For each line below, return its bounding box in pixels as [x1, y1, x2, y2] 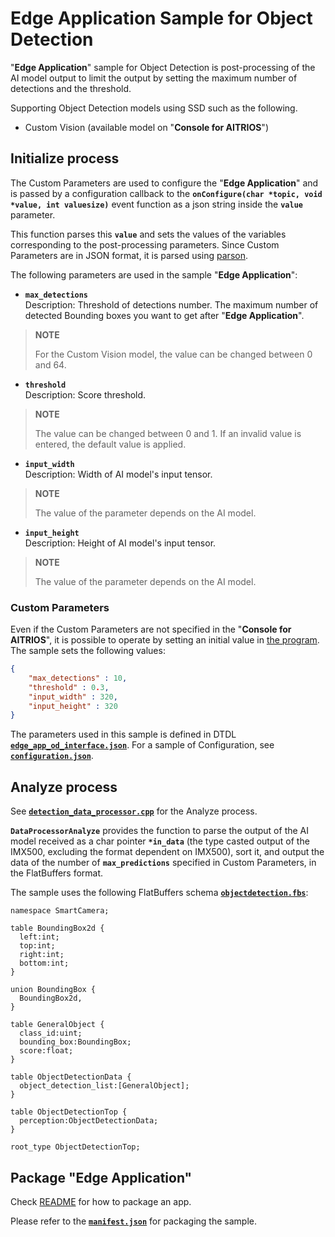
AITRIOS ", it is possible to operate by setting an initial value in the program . [10, 634, 320, 646]
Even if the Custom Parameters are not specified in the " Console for [10, 623, 292, 636]
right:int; [19, 950, 65, 960]
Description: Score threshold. [24, 388, 147, 401]
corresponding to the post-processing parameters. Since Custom [10, 238, 280, 251]
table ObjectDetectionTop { [10, 1107, 128, 1117]
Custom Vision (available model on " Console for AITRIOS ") [24, 121, 269, 133]
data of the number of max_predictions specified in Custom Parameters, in [10, 857, 317, 869]
